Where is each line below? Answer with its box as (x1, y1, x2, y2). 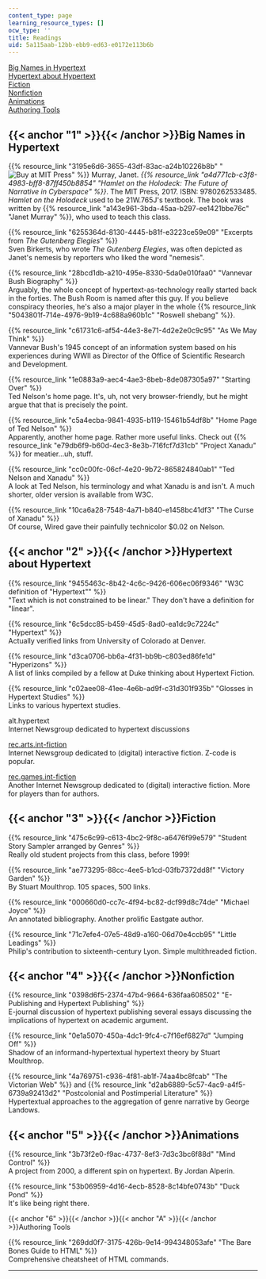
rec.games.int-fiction (8, 771, 77, 782)
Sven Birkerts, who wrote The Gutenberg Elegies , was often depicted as (8, 244, 243, 254)
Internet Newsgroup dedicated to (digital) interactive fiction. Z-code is (8, 747, 237, 758)
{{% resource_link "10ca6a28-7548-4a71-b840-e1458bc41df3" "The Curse (8, 505, 254, 514)
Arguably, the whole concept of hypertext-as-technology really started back (8, 285, 257, 294)
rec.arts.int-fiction (8, 739, 67, 749)
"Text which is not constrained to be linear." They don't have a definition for (8, 595, 255, 605)
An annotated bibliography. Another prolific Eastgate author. (8, 914, 204, 924)
